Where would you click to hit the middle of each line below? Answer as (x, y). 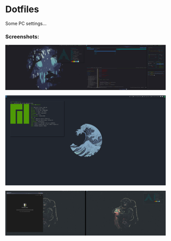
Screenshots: (22, 37)
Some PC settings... (26, 23)
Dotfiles (22, 9)
